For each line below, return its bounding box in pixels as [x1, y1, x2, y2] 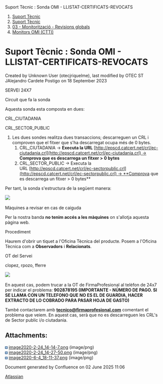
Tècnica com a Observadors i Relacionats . [5, 243, 92, 249]
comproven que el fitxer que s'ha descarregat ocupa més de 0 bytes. [12, 139, 151, 145]
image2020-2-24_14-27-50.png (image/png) [8, 349, 98, 355]
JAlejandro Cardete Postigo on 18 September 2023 [5, 77, 107, 83]
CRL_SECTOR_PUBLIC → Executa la [19, 160, 91, 166]
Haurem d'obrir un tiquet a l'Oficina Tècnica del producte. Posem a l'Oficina [5, 238, 157, 244]
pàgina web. [5, 219, 30, 225]
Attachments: [5, 331, 48, 340]
